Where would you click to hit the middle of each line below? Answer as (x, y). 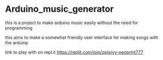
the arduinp (17, 42)
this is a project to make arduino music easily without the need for (72, 23)
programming (19, 28)
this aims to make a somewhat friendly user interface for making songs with (82, 37)
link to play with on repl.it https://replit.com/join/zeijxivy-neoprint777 (74, 52)
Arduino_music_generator (59, 9)
